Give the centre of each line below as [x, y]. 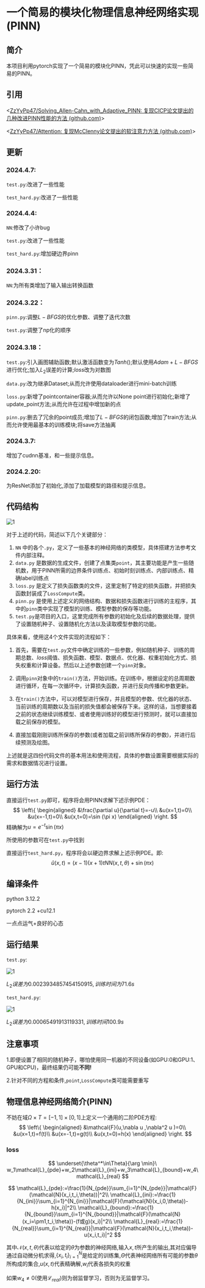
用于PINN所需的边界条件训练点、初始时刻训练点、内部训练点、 [110, 570]
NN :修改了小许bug [28, 228]
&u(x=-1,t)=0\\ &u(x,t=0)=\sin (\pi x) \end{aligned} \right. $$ [103, 816]
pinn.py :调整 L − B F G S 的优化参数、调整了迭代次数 [69, 317]
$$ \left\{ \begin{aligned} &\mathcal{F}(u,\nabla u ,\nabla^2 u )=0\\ [103, 1127]
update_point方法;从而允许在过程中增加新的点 [64, 404]
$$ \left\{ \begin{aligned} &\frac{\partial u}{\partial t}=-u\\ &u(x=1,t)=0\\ [103, 810]
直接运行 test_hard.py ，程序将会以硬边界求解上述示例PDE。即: [85, 853]
